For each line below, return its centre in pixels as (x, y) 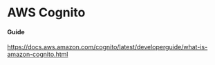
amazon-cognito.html (38, 54)
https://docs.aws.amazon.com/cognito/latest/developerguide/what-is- (107, 47)
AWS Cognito (46, 13)
